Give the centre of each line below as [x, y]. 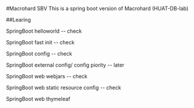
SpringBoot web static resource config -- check [64, 88]
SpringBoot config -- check [39, 54]
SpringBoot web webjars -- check [47, 76]
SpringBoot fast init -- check [40, 42]
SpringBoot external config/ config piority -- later [65, 65]
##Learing [18, 20]
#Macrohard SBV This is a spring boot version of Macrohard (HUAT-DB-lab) [97, 8]
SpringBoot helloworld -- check [44, 31]
